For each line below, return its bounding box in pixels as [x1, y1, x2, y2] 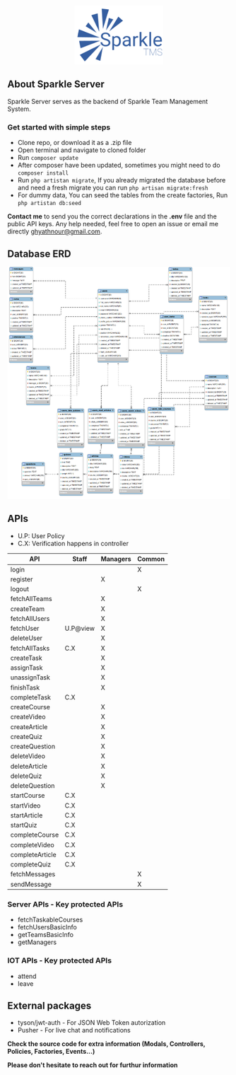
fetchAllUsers [10, 614, 50, 622]
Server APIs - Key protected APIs [7, 899, 124, 909]
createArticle [10, 722, 48, 731]
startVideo [10, 801, 41, 810]
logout [10, 585, 30, 593]
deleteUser [10, 634, 43, 642]
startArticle [10, 810, 43, 819]
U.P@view [64, 624, 95, 633]
